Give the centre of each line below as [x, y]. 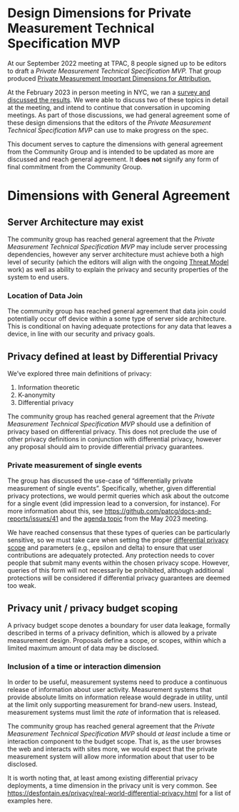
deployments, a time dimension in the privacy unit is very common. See [112, 786]
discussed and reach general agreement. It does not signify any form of [113, 159]
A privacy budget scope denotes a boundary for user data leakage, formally [119, 626]
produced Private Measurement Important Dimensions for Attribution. [110, 78]
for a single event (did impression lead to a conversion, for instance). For [114, 503]
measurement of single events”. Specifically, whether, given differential [112, 488]
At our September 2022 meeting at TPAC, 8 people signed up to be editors [117, 63]
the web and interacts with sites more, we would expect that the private [112, 749]
